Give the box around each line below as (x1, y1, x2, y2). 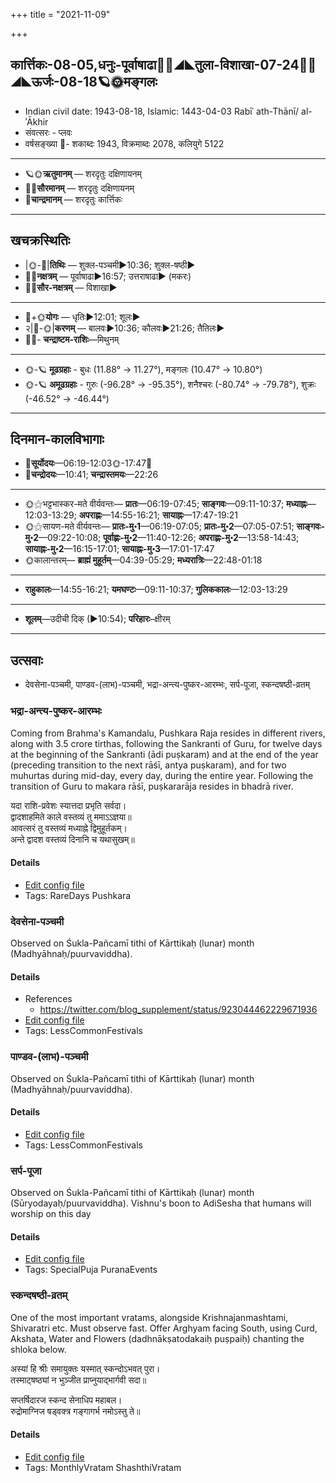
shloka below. (10, 1343, 67, 1355)
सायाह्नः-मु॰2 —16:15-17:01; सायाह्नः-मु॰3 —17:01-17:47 (24, 543, 215, 555)
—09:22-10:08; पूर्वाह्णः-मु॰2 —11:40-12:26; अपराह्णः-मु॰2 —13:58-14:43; (38, 532, 300, 544)
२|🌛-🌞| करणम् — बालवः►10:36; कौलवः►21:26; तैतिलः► (24, 322, 225, 334)
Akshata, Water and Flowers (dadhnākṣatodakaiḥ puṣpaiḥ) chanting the (10, 1332, 305, 1344)
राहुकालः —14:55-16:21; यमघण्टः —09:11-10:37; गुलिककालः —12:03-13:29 (24, 584, 288, 596)
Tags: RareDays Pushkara (24, 889, 132, 901)
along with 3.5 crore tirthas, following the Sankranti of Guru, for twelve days (10, 737, 323, 749)
